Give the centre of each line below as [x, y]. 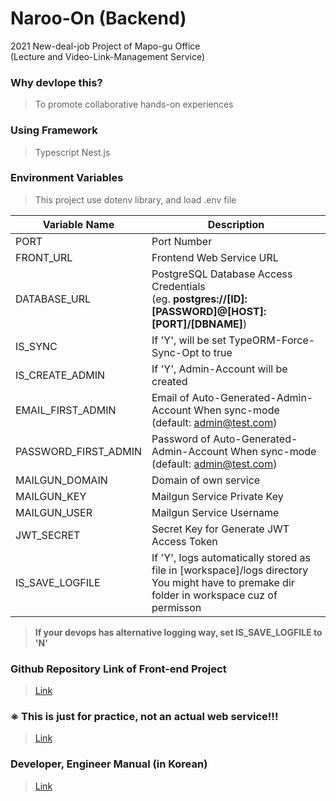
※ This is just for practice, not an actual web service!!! [144, 717]
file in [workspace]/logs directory [230, 570]
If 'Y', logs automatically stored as [231, 557]
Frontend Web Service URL [215, 257]
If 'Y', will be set [189, 340]
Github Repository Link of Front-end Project [118, 669]
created [169, 381]
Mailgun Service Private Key [217, 496]
